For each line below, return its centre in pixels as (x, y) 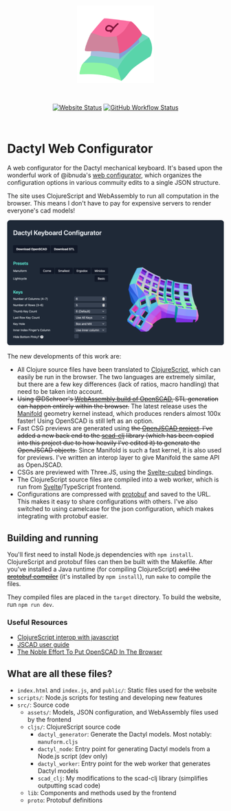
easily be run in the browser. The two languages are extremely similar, (116, 377)
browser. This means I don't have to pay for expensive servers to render (109, 203)
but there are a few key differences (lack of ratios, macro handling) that (118, 384)
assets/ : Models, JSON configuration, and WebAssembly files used (123, 712)
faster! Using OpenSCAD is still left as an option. (85, 421)
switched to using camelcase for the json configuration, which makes (115, 509)
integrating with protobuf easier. (63, 517)
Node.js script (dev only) (73, 757)
